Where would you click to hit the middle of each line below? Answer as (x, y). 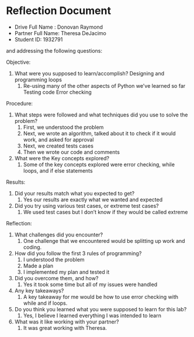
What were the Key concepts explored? (62, 158)
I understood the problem (54, 259)
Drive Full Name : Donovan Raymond (59, 27)
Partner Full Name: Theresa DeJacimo (60, 33)
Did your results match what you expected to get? (75, 193)
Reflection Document (58, 11)
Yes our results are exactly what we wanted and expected (93, 200)
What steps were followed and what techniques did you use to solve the (101, 115)
